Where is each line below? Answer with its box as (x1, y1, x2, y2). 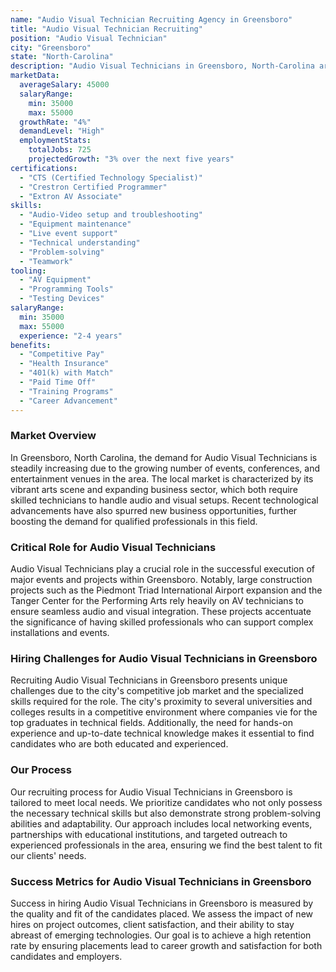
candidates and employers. (10, 950, 123, 962)
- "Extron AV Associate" (19, 191, 123, 201)
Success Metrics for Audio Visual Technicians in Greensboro (10, 874, 312, 888)
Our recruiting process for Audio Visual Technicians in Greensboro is (10, 786, 293, 798)
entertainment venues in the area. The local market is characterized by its (10, 472, 314, 485)
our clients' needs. (10, 849, 87, 861)
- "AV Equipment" (19, 275, 92, 285)
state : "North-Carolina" (10, 52, 114, 62)
